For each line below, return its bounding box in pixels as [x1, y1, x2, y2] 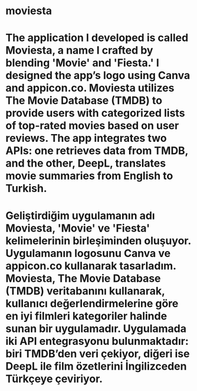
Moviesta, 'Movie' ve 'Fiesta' [5, 221, 150, 234]
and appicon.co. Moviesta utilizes [5, 82, 175, 95]
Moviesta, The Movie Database [5, 272, 161, 285]
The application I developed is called [5, 31, 189, 45]
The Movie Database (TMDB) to [5, 94, 163, 107]
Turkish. [5, 182, 48, 195]
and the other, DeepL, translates [5, 157, 166, 170]
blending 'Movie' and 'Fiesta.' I [5, 56, 160, 70]
